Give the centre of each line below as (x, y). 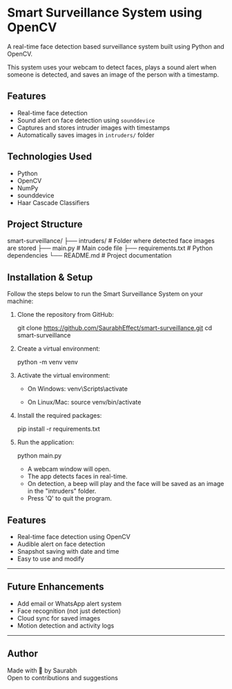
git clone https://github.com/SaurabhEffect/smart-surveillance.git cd (115, 328)
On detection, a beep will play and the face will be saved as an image (126, 484)
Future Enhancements (56, 587)
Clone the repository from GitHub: (65, 315)
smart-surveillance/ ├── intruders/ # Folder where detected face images (111, 241)
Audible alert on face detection (61, 544)
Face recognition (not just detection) (69, 611)
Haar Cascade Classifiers (53, 202)
